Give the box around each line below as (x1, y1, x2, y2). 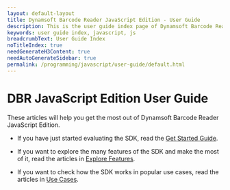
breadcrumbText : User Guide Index (7, 36, 106, 43)
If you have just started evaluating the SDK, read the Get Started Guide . (16, 134, 218, 142)
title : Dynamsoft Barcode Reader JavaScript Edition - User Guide (7, 16, 201, 23)
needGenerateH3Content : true (7, 49, 90, 56)
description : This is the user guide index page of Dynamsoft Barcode (7, 23, 213, 29)
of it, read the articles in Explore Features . (16, 154, 136, 163)
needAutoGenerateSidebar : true (7, 55, 97, 62)
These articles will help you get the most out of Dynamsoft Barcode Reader (7, 113, 219, 121)
